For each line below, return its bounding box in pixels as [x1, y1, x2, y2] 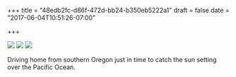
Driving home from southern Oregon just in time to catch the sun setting [7, 56, 217, 64]
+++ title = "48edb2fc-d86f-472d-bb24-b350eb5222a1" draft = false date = [7, 6, 230, 14]
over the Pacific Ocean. [7, 63, 76, 71]
